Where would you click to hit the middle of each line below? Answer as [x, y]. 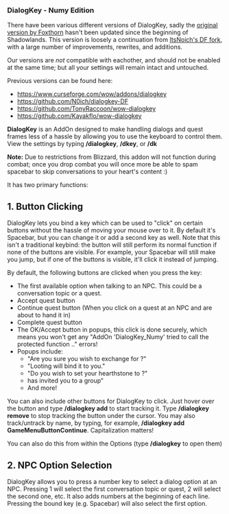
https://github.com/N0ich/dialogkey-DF [73, 101]
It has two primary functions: [48, 185]
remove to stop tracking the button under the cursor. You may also [101, 416]
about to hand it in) [44, 315]
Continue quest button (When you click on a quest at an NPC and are [114, 308]
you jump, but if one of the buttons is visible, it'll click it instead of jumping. [113, 260]
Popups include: [40, 352]
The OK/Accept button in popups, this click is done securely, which [112, 330]
